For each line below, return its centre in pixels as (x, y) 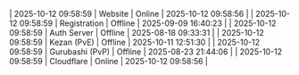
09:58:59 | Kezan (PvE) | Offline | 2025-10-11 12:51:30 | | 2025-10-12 (135, 42)
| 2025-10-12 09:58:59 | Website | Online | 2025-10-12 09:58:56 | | (132, 14)
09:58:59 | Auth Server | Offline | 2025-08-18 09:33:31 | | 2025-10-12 (137, 33)
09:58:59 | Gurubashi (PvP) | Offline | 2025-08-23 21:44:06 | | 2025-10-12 (146, 52)
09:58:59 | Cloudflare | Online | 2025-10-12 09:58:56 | (108, 61)
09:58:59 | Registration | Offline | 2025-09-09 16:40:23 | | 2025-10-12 (148, 23)
